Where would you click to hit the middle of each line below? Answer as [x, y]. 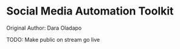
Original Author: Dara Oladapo [44, 28]
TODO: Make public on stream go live [53, 39]
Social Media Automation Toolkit [90, 11]
